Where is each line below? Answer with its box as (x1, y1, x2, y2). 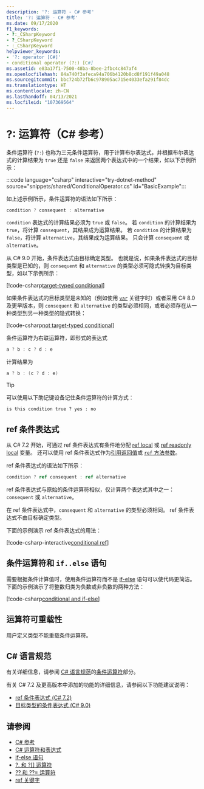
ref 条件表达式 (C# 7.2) (15, 694, 72, 701)
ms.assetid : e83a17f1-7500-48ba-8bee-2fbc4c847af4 (6, 65, 137, 72)
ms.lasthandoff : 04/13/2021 (6, 94, 78, 100)
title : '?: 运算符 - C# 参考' (6, 15, 78, 21)
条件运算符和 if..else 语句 (6, 558, 107, 568)
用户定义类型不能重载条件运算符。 (6, 632, 92, 639)
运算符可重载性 (6, 615, 63, 625)
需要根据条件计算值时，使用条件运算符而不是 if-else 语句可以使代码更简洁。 (6, 575, 195, 582)
